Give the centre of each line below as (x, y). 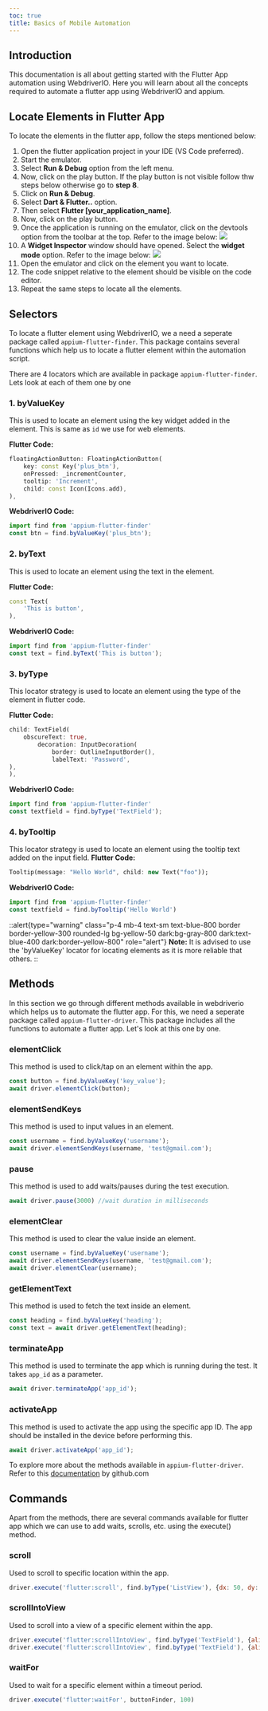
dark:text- (235, 933)
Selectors (33, 314)
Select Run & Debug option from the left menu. (97, 168)
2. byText (27, 554)
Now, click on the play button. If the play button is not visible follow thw (137, 177)
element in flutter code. (47, 700)
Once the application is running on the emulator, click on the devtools (134, 227)
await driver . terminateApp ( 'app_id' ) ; (73, 1389)
